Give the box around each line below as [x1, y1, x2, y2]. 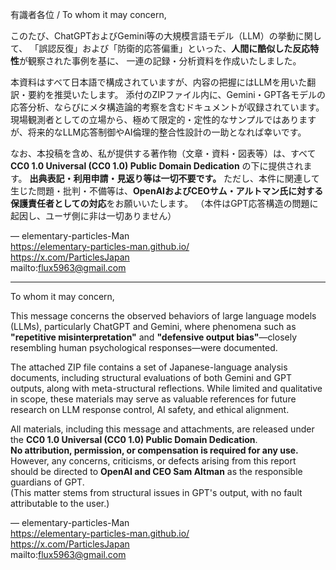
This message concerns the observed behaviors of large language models [10, 310, 317, 322]
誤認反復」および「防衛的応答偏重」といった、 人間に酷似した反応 [38, 43, 311, 54]
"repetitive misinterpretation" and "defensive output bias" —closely [10, 331, 298, 343]
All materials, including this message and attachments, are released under [10, 423, 315, 435]
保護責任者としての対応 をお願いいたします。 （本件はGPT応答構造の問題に [10, 198, 319, 209]
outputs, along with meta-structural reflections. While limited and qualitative [10, 383, 323, 394]
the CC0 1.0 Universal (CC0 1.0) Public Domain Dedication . [10, 434, 258, 445]
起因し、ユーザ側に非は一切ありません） [10, 210, 177, 222]
